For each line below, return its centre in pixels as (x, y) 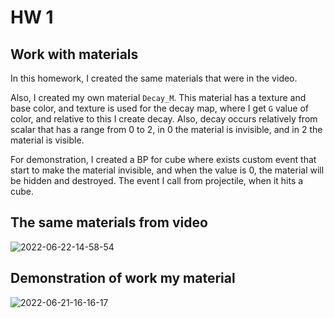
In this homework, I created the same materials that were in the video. (154, 78)
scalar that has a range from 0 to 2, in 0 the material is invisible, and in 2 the (166, 129)
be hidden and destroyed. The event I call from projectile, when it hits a (157, 180)
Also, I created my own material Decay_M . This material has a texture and (158, 97)
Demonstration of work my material (123, 278)
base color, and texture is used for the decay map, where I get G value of (159, 108)
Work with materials (74, 54)
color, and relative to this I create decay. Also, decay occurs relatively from (164, 119)
